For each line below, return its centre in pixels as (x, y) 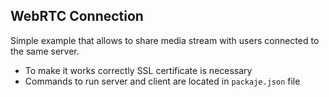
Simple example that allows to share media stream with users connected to (165, 40)
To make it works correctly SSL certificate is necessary (138, 70)
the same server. (45, 51)
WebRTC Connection (77, 16)
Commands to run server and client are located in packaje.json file (162, 81)
